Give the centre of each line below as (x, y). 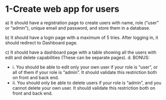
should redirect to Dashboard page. (41, 42)
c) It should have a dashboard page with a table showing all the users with (81, 52)
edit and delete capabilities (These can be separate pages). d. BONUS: (77, 57)
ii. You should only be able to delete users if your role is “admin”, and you (87, 83)
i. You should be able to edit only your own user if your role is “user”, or (85, 67)
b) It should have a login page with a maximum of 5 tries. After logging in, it (82, 37)
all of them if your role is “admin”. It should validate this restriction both (84, 72)
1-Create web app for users (62, 9)
